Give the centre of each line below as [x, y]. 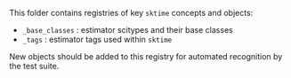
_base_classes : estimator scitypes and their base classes [127, 30]
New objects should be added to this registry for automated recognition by [146, 56]
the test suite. [34, 66]
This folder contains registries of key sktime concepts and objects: [131, 13]
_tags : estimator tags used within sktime [97, 39]
